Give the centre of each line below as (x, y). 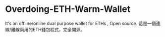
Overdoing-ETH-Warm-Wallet (68, 9)
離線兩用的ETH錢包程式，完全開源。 (48, 29)
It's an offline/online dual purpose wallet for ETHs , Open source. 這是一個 (81, 23)
